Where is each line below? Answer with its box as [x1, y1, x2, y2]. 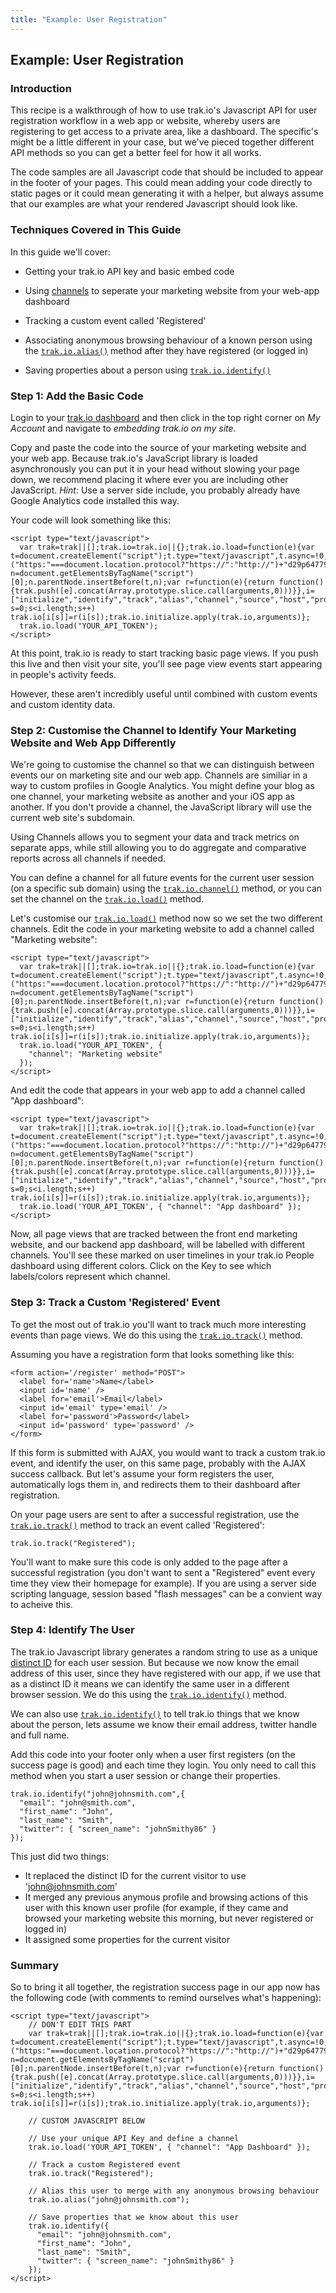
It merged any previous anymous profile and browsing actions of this [24, 1891, 309, 1903]
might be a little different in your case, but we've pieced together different [10, 136, 315, 148]
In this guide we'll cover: [10, 246, 111, 258]
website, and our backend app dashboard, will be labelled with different [10, 1239, 306, 1251]
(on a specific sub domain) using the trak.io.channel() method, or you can [10, 882, 323, 895]
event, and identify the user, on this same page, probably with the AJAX [10, 1457, 307, 1469]
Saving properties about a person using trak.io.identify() [24, 364, 272, 376]
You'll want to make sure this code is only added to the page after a [10, 1556, 288, 1568]
